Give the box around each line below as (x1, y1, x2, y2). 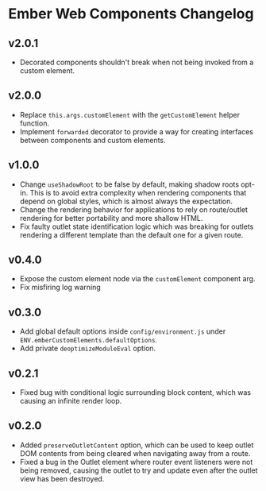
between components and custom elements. (19, 135, 166, 145)
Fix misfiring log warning (19, 283, 101, 292)
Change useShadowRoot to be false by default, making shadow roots (19, 180, 240, 189)
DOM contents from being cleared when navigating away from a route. (19, 448, 251, 458)
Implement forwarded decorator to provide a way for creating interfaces (19, 126, 254, 136)
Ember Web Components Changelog (8, 5, 254, 23)
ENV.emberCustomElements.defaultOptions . (19, 335, 157, 345)
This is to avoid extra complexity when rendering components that (29, 188, 247, 197)
